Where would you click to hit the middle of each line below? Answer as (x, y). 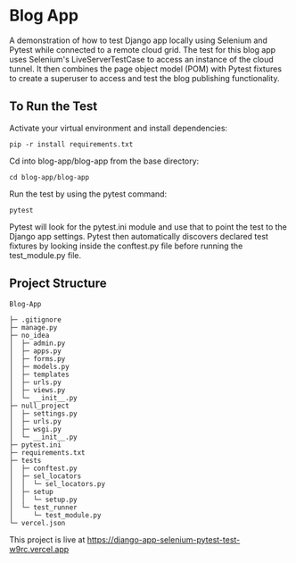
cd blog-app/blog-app (49, 177)
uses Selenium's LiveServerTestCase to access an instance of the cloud (141, 59)
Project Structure (58, 284)
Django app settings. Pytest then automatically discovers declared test (139, 236)
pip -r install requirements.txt (71, 144)
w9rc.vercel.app (39, 549)
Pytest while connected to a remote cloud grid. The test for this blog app (143, 49)
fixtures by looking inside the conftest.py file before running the (126, 246)
